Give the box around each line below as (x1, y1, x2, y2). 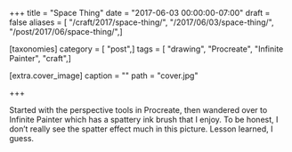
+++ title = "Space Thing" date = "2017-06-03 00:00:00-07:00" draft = (9, 8, 271, 18)
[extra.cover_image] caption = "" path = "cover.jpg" (9, 70, 199, 81)
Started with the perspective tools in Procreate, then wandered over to (9, 105, 268, 115)
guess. (9, 133, 34, 143)
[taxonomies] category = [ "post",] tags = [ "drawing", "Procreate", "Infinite (9, 44, 284, 54)
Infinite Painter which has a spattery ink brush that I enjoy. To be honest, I (9, 115, 279, 124)
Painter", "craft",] (9, 53, 71, 63)
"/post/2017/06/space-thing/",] (9, 27, 123, 36)
